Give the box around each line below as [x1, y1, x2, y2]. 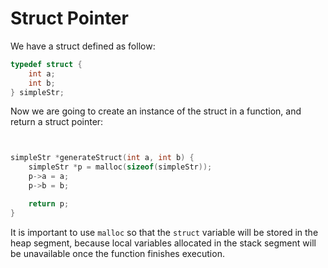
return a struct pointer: [10, 116, 104, 128]
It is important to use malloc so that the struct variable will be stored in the [10, 226, 319, 238]
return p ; [28, 198, 70, 209]
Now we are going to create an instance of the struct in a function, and [10, 105, 302, 117]
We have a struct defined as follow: [10, 40, 156, 52]
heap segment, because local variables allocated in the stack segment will [10, 237, 317, 249]
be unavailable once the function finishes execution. [10, 247, 225, 259]
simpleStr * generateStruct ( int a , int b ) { [10, 153, 195, 163]
